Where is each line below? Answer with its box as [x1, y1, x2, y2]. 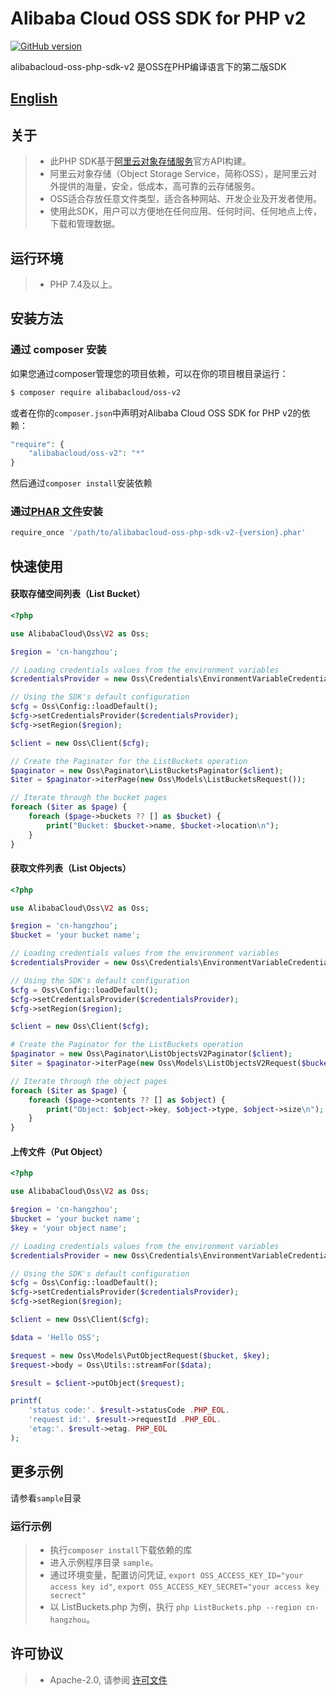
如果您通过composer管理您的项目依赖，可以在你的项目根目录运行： [10, 367, 289, 379]
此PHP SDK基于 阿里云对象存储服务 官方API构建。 [49, 155, 252, 167]
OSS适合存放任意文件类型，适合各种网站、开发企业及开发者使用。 [49, 193, 323, 205]
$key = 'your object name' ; [10, 1223, 128, 1233]
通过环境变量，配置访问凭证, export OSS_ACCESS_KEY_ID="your [49, 1568, 304, 1581]
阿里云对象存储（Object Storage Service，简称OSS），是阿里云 [49, 168, 309, 180]
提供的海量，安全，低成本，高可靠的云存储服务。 [58, 180, 261, 192]
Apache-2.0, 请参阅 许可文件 [49, 1673, 168, 1686]
